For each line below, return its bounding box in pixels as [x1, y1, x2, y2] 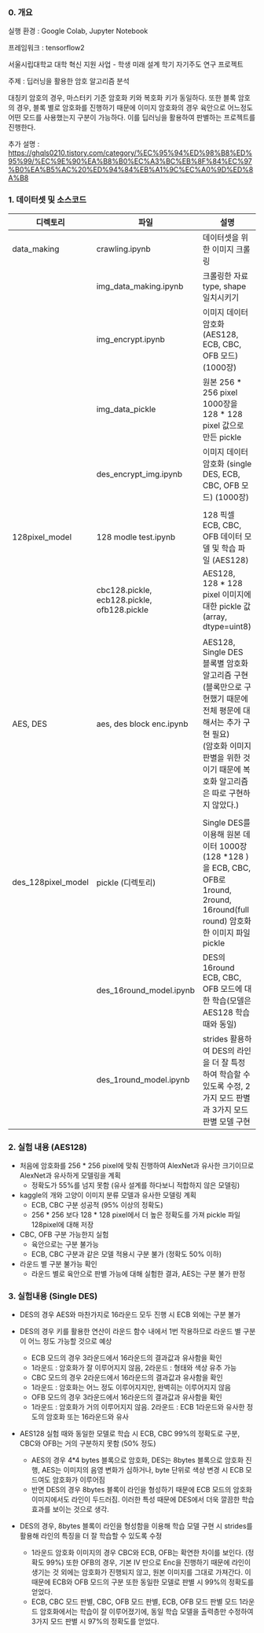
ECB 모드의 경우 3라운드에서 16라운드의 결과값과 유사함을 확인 [31, 1353, 222, 1362]
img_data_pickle [96, 404, 156, 415]
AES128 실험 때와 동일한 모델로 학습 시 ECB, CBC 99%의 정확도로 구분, [19, 1429, 240, 1439]
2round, [202, 894, 232, 905]
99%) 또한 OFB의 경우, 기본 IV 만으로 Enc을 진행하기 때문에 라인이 [46, 1557, 251, 1567]
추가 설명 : [8, 139, 40, 149]
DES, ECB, [202, 468, 241, 479]
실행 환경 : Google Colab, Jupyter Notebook [8, 26, 148, 36]
